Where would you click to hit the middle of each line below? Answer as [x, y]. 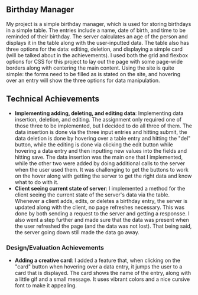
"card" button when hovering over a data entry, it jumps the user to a [98, 266]
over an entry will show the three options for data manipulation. [83, 80]
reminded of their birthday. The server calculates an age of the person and [97, 36]
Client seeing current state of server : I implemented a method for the [100, 188]
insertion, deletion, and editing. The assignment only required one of [98, 119]
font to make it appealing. [46, 285]
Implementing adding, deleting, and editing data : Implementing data [99, 113]
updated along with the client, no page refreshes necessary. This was [100, 207]
